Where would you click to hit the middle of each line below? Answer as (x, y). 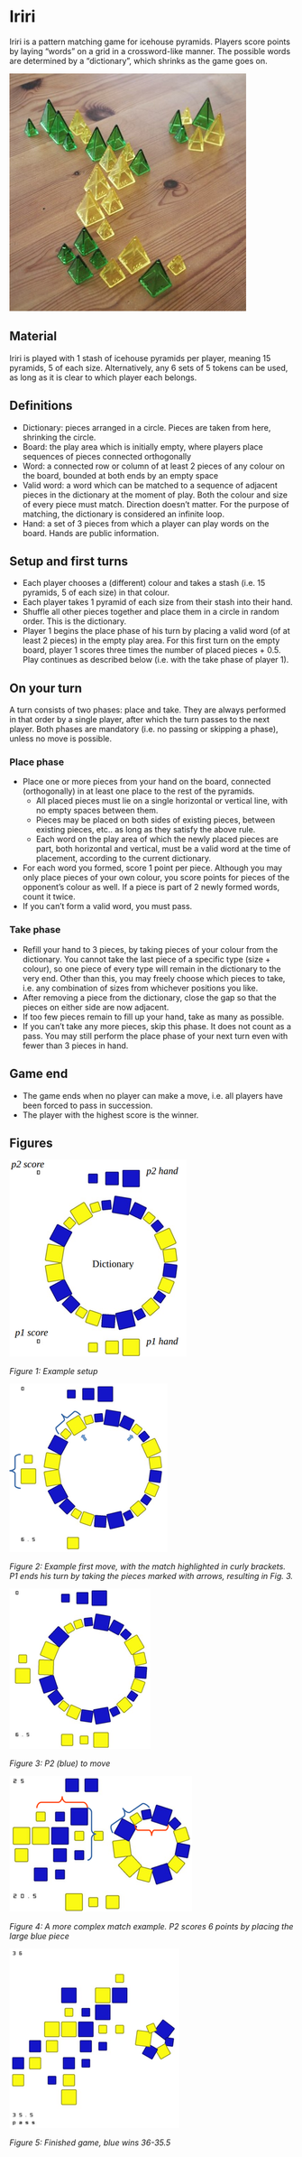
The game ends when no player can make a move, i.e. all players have (153, 1095)
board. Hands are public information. (91, 533)
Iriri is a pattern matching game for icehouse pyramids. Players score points (150, 42)
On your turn (46, 688)
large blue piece (39, 1936)
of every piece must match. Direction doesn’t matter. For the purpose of (156, 504)
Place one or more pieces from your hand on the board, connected (146, 782)
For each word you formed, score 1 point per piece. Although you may (152, 868)
